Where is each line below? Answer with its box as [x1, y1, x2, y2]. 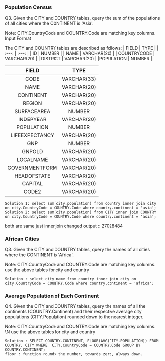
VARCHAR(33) [61, 76, 96, 83]
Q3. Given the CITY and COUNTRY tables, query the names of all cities [5, 246, 150, 252]
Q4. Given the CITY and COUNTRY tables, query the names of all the [5, 303, 146, 309]
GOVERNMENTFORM [7, 164, 57, 171]
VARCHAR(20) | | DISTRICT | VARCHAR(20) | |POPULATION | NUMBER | [5, 56, 152, 61]
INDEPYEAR [18, 116, 47, 123]
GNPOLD [22, 148, 43, 155]
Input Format [5, 35, 31, 41]
